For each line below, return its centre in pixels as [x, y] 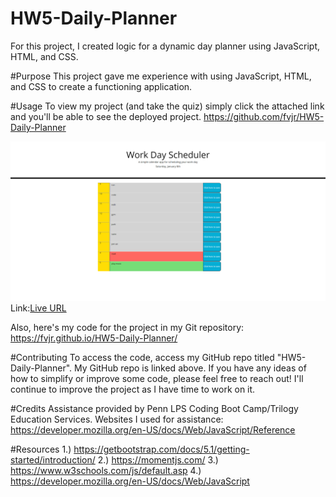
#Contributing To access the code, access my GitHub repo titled [142, 357]
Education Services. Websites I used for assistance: [117, 419]
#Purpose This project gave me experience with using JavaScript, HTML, [161, 76]
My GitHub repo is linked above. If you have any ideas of [190, 368]
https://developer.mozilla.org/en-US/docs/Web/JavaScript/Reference [153, 429]
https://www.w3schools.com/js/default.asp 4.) [106, 470]
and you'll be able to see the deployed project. [106, 116]
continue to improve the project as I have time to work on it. [133, 389]
